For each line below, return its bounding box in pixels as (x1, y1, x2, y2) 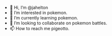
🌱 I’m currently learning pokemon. (9, 15, 78, 20)
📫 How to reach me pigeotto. (9, 26, 69, 31)
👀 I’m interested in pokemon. (9, 10, 67, 16)
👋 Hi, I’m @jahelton (9, 5, 48, 10)
